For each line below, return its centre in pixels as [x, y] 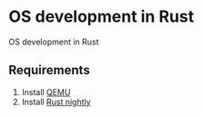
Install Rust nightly [56, 101]
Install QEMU [46, 92]
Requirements [49, 70]
